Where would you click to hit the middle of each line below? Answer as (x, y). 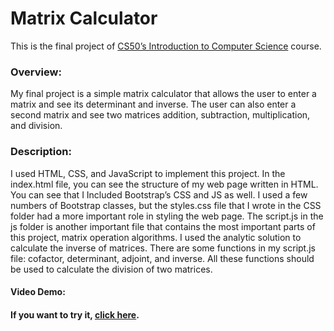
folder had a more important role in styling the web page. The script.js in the (167, 216)
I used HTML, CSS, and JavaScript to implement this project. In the (148, 173)
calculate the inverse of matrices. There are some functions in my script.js (163, 248)
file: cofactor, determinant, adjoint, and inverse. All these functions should (162, 258)
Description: (41, 152)
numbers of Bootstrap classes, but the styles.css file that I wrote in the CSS (166, 205)
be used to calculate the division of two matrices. (111, 269)
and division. (36, 126)
